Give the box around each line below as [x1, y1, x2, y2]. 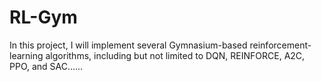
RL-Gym [9, 6, 78, 29]
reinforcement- [249, 39, 312, 51]
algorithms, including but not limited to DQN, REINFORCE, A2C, [45, 49, 306, 61]
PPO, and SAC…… [9, 60, 84, 72]
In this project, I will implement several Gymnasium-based [9, 39, 248, 51]
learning [9, 49, 44, 61]
